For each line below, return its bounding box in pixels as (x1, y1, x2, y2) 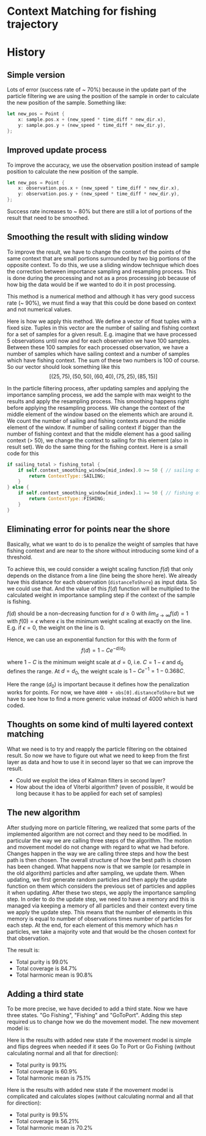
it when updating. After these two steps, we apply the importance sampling (7, 888, 196, 896)
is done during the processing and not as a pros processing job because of (7, 274, 196, 281)
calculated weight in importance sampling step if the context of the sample (7, 591, 195, 599)
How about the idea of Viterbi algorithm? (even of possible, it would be (15, 783, 194, 790)
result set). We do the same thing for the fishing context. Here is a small (7, 443, 188, 450)
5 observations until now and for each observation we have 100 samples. (7, 337, 191, 344)
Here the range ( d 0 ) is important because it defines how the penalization (7, 681, 190, 689)
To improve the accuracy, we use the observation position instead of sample (7, 161, 199, 169)
